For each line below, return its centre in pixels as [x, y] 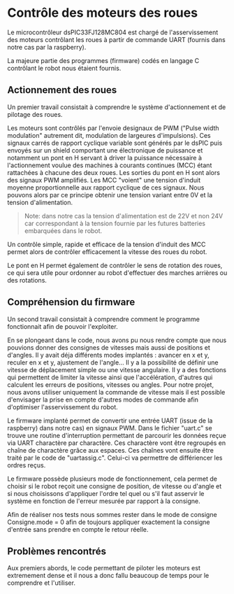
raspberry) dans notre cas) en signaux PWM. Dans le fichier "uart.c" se [110, 427]
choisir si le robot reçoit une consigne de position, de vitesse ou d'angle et [115, 486]
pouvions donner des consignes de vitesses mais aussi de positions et [109, 347]
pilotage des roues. [35, 114]
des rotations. [27, 280]
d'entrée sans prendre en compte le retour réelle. [78, 529]
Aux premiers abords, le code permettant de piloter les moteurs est [104, 568]
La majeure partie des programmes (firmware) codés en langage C [103, 60]
